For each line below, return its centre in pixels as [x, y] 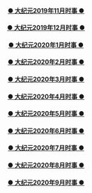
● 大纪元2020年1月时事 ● [46, 44]
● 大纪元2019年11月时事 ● [46, 10]
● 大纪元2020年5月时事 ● [46, 114]
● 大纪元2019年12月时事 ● [46, 28]
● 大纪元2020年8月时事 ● [46, 165]
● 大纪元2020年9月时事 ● [46, 182]
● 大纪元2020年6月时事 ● [46, 131]
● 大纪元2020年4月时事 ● [46, 96]
